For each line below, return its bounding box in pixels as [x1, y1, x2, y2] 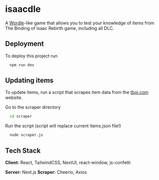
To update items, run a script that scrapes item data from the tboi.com [5, 90, 149, 95]
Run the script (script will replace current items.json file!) [5, 123, 121, 129]
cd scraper [9, 114, 32, 119]
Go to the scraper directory [5, 104, 61, 110]
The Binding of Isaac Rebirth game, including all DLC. [5, 25, 114, 31]
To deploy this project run [5, 53, 58, 59]
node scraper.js [9, 133, 43, 138]
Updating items [5, 76, 54, 85]
